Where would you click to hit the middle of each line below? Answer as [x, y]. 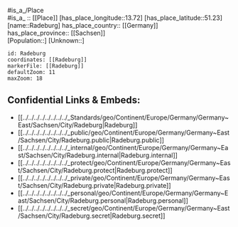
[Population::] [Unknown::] [46, 41]
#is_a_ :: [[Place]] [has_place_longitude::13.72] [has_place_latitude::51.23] [115, 18]
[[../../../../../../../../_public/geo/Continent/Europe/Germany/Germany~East [123, 132]
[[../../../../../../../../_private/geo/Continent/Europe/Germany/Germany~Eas [124, 178]
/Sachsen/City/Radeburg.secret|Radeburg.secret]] [91, 216]
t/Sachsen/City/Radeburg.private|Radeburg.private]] [94, 185]
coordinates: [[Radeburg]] [47, 60]
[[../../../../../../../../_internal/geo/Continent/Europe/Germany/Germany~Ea [123, 147]
